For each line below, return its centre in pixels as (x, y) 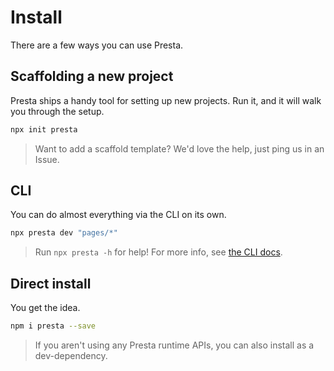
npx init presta (44, 129)
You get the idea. (45, 308)
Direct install (51, 283)
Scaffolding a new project (92, 76)
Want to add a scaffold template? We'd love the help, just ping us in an (179, 148)
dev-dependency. (71, 355)
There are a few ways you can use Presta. (97, 45)
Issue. (47, 159)
